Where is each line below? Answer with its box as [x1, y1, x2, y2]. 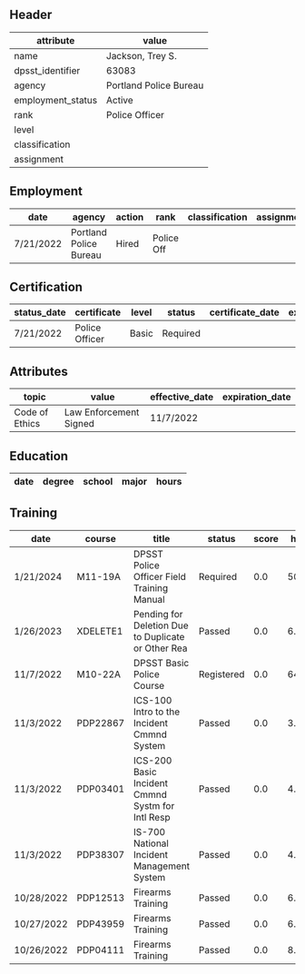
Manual [133, 593, 165, 605]
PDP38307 [76, 848, 125, 861]
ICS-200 [133, 753, 172, 766]
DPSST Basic [133, 656, 190, 669]
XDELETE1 [76, 625, 123, 637]
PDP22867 [76, 716, 125, 729]
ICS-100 [133, 694, 172, 706]
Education [9, 448, 69, 464]
